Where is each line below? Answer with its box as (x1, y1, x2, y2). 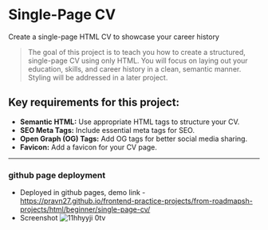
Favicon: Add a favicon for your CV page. (19, 142, 158, 152)
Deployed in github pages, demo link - (19, 188, 146, 197)
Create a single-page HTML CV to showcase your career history (8, 32, 219, 41)
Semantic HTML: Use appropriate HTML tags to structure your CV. (19, 117, 240, 127)
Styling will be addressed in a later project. (27, 72, 168, 82)
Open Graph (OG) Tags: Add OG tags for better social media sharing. (19, 134, 248, 143)
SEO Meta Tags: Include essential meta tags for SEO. (19, 125, 195, 134)
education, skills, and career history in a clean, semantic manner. (27, 64, 242, 73)
